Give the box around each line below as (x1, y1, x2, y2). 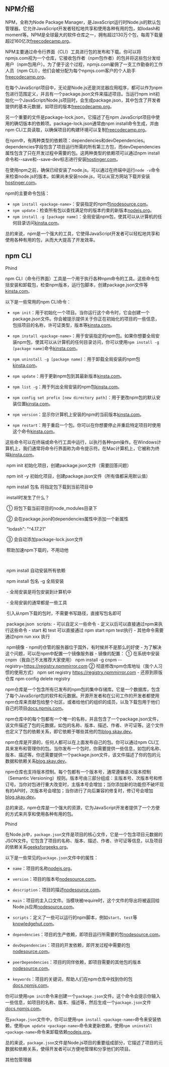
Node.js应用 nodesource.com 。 (12, 903, 77, 909)
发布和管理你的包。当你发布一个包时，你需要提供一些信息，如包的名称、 (14, 745, 164, 751)
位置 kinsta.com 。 (17, 401, 53, 407)
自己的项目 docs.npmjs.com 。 (5, 705, 66, 711)
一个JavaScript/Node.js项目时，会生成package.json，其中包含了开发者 (14, 97, 161, 103)
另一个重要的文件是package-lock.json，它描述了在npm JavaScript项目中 (5, 114, 156, 120)
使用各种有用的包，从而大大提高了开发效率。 (5, 237, 98, 243)
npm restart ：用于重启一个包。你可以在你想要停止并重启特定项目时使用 (12, 422, 161, 428)
